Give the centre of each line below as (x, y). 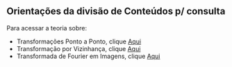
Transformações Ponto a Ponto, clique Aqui (79, 41)
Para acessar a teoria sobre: (47, 28)
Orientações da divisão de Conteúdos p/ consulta (116, 11)
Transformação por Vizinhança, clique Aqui (78, 48)
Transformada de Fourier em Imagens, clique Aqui (88, 56)
